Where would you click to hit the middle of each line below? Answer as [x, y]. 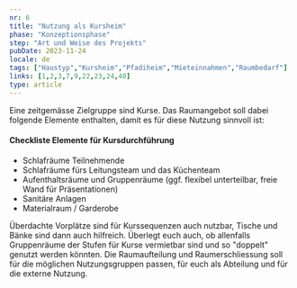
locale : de [30, 59]
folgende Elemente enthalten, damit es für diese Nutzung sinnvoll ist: [137, 120]
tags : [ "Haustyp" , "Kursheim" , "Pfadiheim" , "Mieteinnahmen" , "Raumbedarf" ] [148, 68]
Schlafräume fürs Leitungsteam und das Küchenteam [121, 170]
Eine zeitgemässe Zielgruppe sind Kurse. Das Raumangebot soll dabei [139, 110]
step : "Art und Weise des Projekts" [78, 43]
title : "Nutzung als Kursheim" [68, 26]
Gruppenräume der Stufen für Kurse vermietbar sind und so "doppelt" [139, 245]
